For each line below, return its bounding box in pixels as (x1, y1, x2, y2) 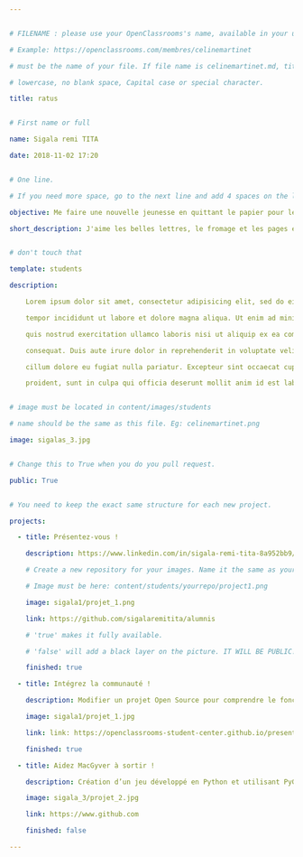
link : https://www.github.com (25, 810, 140, 819)
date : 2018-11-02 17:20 (9, 151, 99, 160)
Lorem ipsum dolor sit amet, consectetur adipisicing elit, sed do (25, 297, 284, 306)
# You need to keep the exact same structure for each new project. (9, 500, 272, 509)
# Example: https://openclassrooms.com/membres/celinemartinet (9, 45, 252, 54)
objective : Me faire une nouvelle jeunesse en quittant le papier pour (9, 208, 284, 217)
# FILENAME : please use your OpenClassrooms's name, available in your (9, 29, 289, 38)
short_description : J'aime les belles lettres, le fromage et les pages (9, 224, 289, 233)
